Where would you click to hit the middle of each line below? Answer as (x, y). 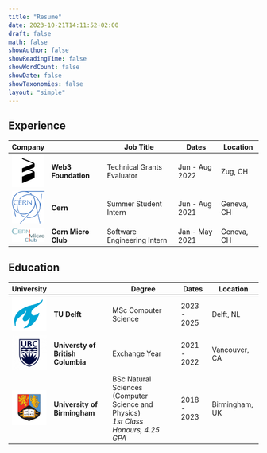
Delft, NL (226, 314)
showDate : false (35, 76)
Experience (37, 125)
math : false (28, 42)
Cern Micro (70, 232)
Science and (133, 404)
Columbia (70, 362)
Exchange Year (137, 353)
